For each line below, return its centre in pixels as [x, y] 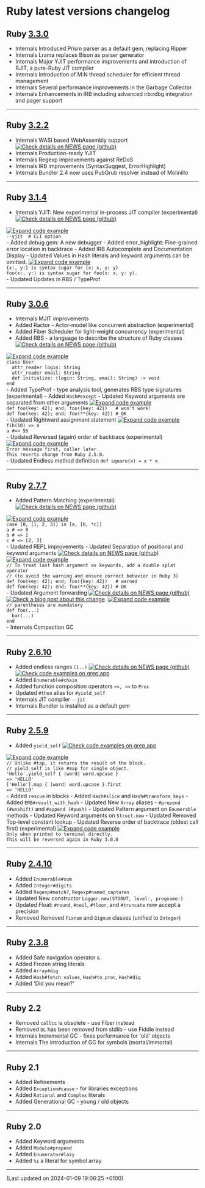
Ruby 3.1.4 [27, 198]
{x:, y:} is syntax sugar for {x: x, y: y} [63, 268]
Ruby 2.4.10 [29, 864]
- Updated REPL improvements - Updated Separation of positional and [95, 547]
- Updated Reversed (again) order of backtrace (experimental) [85, 437]
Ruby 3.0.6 [27, 304]
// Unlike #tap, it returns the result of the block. [76, 763]
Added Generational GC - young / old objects [72, 1102]
